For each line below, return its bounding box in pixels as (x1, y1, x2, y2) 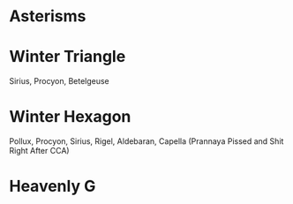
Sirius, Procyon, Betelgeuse (9, 76, 110, 87)
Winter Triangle (9, 47, 126, 67)
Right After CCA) (9, 146, 70, 156)
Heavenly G (9, 177, 96, 196)
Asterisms (9, 6, 86, 26)
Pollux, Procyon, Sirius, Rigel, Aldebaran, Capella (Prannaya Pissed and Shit (9, 136, 284, 147)
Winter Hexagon (9, 107, 131, 127)
